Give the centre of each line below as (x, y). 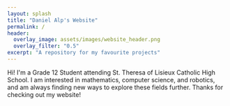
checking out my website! (44, 94)
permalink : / (26, 26)
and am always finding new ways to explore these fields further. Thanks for (115, 87)
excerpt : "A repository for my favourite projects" (84, 53)
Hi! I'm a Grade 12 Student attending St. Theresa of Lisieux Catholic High (112, 72)
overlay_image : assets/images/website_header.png (87, 40)
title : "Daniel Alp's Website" (53, 20)
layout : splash (29, 14)
